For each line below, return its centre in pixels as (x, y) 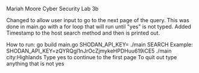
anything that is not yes (35, 63)
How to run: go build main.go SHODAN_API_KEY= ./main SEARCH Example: (99, 45)
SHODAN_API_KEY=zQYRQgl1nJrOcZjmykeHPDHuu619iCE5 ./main (89, 51)
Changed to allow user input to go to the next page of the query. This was (98, 20)
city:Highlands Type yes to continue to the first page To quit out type (92, 57)
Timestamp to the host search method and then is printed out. (83, 33)
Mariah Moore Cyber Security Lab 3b (52, 9)
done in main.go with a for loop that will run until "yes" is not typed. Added (99, 27)
